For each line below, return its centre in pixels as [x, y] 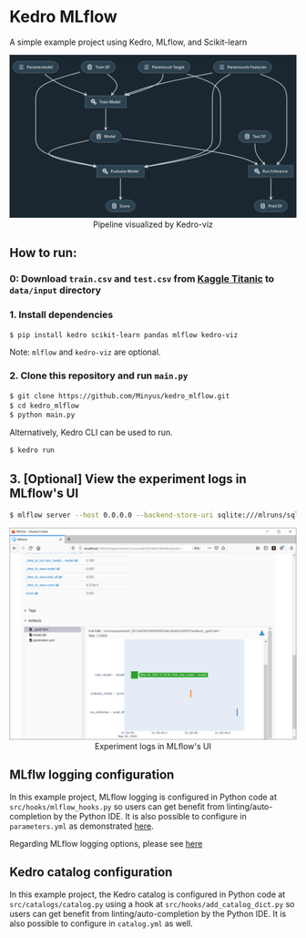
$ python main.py [42, 415]
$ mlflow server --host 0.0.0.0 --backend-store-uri [112, 515]
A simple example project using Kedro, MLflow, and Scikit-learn [128, 42]
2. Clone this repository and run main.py [99, 376]
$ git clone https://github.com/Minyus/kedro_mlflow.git [120, 396]
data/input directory [56, 291]
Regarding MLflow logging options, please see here [106, 843]
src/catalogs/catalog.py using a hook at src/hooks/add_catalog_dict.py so [152, 903]
